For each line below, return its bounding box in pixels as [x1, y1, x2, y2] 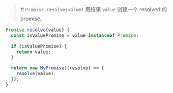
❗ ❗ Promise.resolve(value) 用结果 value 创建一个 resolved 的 [20, 6, 168, 13]
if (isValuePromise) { [11, 43, 67, 49]
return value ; [16, 49, 51, 55]
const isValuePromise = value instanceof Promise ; [11, 32, 139, 38]
